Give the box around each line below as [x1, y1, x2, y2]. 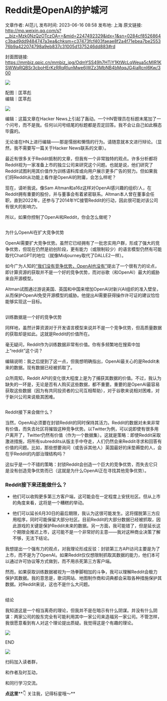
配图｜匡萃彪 [5, 89, 31, 95]
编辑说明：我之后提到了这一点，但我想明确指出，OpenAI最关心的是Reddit [5, 358, 156, 364]
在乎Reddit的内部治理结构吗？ [5, 451, 67, 457]
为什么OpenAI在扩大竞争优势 [5, 230, 65, 236]
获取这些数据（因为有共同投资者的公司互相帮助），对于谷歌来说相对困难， [5, 387, 156, 394]
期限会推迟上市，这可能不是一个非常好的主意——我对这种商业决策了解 [16, 529, 161, 535]
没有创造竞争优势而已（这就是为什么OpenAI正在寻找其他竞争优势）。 [9, 468, 149, 474]
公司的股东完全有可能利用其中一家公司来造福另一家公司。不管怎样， [22, 613, 162, 619]
